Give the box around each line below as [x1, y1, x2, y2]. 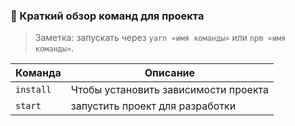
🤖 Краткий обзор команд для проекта [10, 9, 205, 23]
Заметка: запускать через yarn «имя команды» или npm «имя [34, 32, 287, 44]
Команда [15, 66, 62, 80]
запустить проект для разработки [70, 99, 237, 113]
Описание [144, 66, 196, 80]
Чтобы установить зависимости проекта [70, 83, 270, 97]
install [15, 84, 52, 96]
